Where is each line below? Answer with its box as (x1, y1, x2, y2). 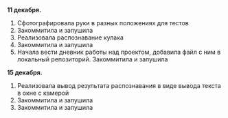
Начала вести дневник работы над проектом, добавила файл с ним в (16, 48, 221, 56)
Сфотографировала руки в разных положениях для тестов (16, 19, 189, 27)
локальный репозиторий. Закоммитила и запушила (16, 55, 168, 63)
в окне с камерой (16, 89, 69, 97)
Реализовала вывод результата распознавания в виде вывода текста (16, 82, 221, 89)
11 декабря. (7, 6, 42, 14)
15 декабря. (7, 68, 43, 76)
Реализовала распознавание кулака (16, 33, 124, 42)
